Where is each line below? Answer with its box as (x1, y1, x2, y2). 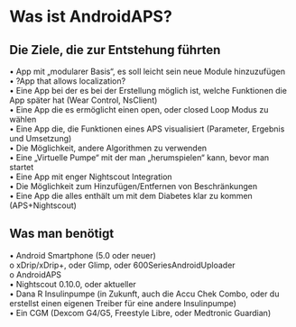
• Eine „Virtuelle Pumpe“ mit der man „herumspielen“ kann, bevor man (9, 152, 270, 163)
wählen (9, 114, 37, 124)
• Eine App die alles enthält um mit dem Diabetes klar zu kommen (9, 191, 253, 201)
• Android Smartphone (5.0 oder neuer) (9, 250, 156, 260)
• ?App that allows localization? (9, 76, 126, 86)
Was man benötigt (9, 226, 115, 241)
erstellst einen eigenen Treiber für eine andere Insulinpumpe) (9, 297, 237, 308)
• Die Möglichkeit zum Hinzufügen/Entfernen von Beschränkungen (9, 181, 258, 191)
